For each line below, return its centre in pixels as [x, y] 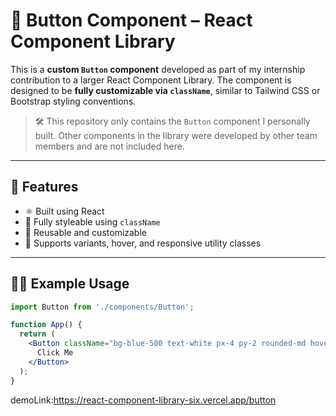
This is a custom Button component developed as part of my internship [158, 69]
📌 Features [44, 187]
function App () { [46, 325]
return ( [37, 334]
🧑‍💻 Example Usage [70, 284]
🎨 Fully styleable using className [92, 221]
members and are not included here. [109, 146]
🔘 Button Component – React [131, 20]
